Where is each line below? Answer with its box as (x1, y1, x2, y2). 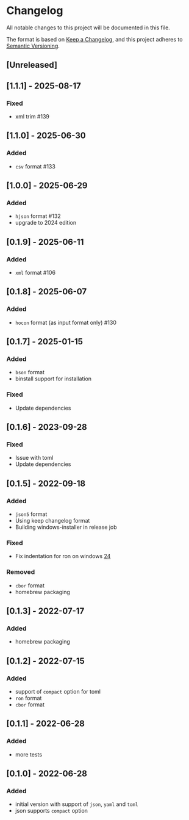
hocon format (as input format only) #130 (15, 319, 117, 326)
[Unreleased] (6, 60, 58, 70)
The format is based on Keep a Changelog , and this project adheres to (6, 35, 183, 43)
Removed (6, 568, 35, 576)
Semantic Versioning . (6, 42, 60, 49)
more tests (15, 750, 43, 758)
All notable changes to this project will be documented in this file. (6, 24, 171, 31)
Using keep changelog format (15, 517, 90, 524)
